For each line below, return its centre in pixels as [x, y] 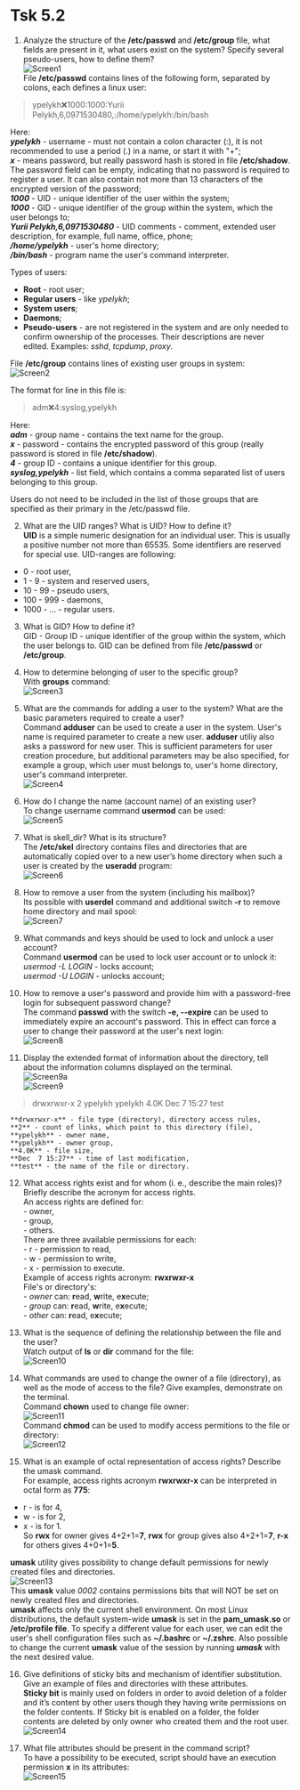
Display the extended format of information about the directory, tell [146, 1057]
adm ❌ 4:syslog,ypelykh [74, 407]
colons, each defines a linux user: [85, 87]
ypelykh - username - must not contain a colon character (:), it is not [137, 141]
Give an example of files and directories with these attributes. [135, 1683]
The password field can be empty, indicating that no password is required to [150, 169]
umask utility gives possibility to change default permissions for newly [140, 1562]
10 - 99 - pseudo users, [66, 590]
